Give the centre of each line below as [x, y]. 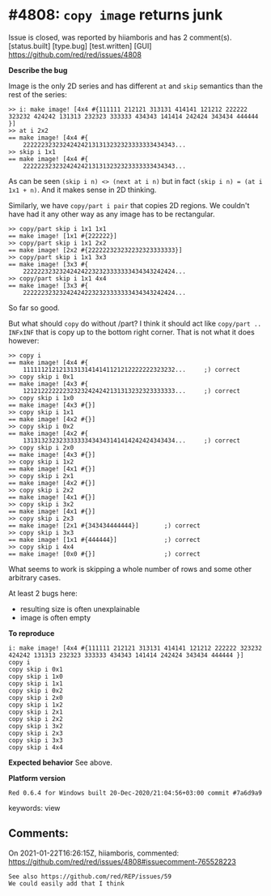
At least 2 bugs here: [43, 593]
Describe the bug [38, 70]
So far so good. [34, 307]
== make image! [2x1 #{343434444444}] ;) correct [104, 525]
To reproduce [32, 633]
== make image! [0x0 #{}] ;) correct [104, 554]
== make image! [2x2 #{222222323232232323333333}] [95, 250]
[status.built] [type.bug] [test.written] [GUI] [80, 45]
